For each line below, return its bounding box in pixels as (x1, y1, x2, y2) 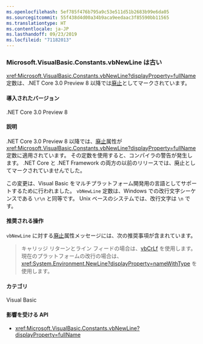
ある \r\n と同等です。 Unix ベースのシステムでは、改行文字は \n (22, 194, 184, 202)
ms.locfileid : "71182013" (6, 37, 72, 43)
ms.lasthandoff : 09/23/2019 (6, 31, 78, 38)
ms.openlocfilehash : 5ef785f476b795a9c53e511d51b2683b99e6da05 (6, 8, 170, 15)
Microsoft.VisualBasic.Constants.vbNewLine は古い (6, 58, 162, 67)
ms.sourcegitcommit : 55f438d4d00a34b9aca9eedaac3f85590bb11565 (6, 15, 170, 21)
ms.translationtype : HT (6, 20, 67, 26)
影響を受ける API (6, 311, 48, 318)
